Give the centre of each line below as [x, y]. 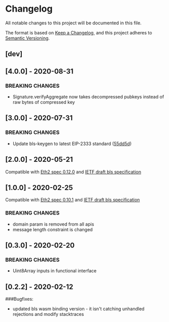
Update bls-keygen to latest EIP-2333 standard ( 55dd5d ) [72, 144]
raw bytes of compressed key [44, 102]
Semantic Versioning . [27, 38]
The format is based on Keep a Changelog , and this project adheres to [79, 32]
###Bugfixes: [20, 299]
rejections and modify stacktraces [48, 314]
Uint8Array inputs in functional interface [55, 271]
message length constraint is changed [53, 229]
